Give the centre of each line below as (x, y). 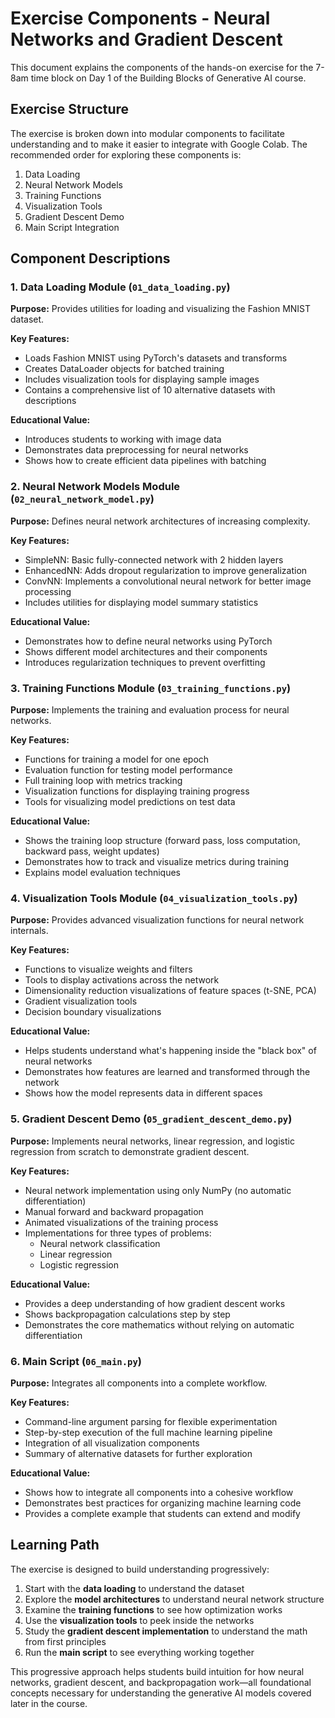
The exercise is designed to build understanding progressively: (140, 1569)
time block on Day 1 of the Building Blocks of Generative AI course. (168, 78)
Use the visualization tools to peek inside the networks (139, 1620)
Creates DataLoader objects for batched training (124, 369)
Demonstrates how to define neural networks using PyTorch (148, 641)
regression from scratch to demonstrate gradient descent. (130, 1151)
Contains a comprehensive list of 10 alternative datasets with (150, 390)
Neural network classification (100, 1243)
